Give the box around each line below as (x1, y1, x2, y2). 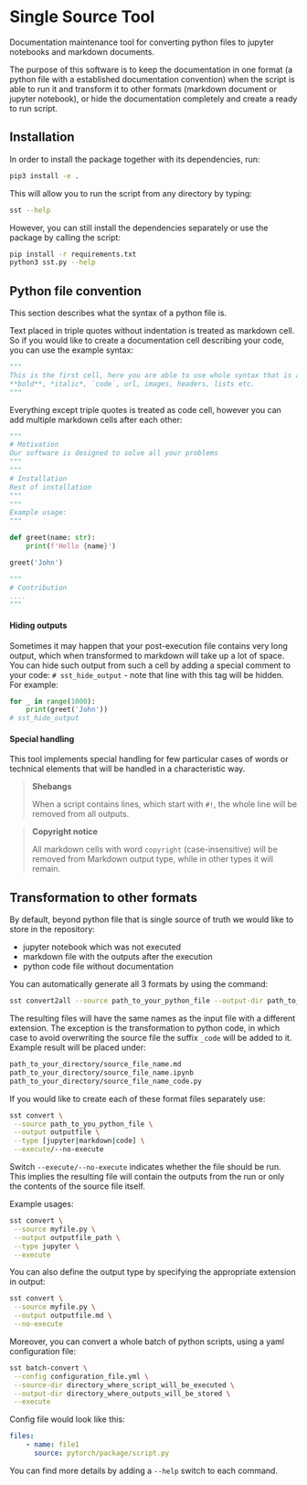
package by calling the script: (9, 231, 122, 243)
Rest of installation (9, 483, 92, 492)
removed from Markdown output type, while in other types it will (31, 854, 274, 864)
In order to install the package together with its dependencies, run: (9, 154, 260, 164)
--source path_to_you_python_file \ (13, 1119, 153, 1129)
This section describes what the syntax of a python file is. (9, 308, 227, 319)
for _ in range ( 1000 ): (9, 696, 96, 705)
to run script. (9, 102, 58, 113)
